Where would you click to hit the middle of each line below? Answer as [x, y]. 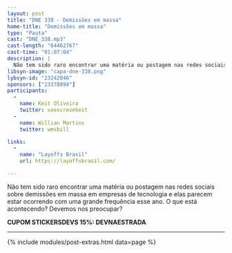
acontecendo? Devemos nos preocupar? [65, 209]
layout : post [26, 13]
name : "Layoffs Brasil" [54, 155]
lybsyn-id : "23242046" [40, 78]
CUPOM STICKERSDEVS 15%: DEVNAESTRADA [77, 222]
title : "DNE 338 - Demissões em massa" [65, 20]
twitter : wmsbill [45, 129]
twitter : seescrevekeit [54, 110]
